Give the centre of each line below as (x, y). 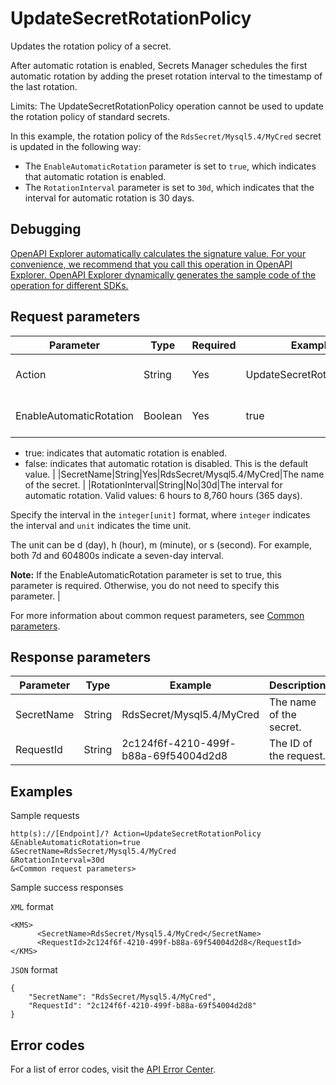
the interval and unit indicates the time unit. (101, 525)
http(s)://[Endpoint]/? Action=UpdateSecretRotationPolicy (136, 834)
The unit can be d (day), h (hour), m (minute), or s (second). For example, (161, 544)
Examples (41, 791)
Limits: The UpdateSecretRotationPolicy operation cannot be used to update (167, 106)
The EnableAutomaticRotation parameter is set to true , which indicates (170, 166)
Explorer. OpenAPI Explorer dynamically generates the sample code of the (163, 274)
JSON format (34, 970)
